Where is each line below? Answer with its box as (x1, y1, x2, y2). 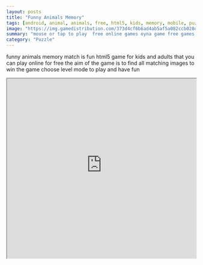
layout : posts (6, 8, 42, 15)
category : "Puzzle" (6, 37, 55, 43)
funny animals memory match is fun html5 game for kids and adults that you (6, 53, 195, 60)
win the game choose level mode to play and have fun (6, 66, 140, 73)
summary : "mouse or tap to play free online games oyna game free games (6, 31, 195, 37)
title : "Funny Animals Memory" (6, 14, 85, 20)
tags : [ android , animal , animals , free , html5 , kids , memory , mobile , (6, 20, 187, 26)
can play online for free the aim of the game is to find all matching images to (6, 59, 195, 67)
